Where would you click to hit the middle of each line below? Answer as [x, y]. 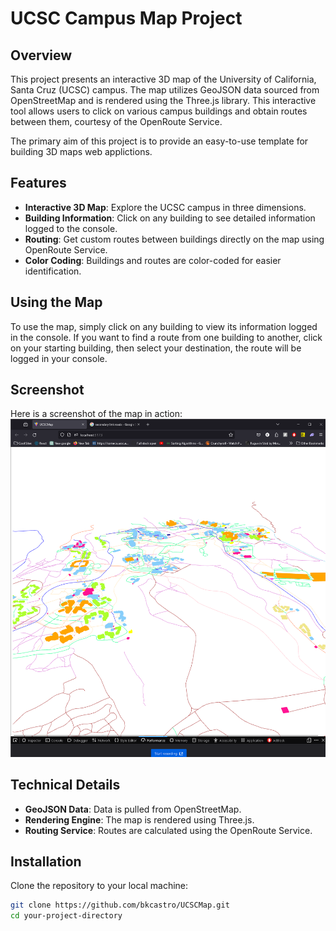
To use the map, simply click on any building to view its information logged [164, 326]
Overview [41, 55]
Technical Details [65, 785]
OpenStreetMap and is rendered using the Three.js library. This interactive [163, 100]
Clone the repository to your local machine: [99, 886]
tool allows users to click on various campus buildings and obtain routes [159, 111]
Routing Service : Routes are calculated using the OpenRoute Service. [168, 830]
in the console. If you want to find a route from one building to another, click [166, 337]
